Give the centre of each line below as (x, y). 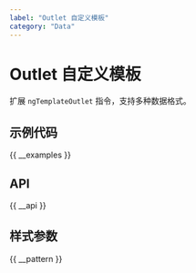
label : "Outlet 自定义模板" (59, 18)
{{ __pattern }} (36, 258)
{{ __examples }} (40, 155)
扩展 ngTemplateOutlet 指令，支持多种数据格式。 (100, 101)
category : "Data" (42, 26)
